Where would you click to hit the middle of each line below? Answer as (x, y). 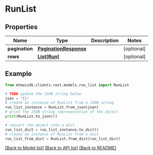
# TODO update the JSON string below (43, 94)
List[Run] (49, 57)
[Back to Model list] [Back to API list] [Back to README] (61, 148)
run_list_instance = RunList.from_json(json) (52, 107)
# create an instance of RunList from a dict (52, 134)
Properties (21, 27)
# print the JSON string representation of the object (62, 112)
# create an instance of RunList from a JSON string (59, 103)
